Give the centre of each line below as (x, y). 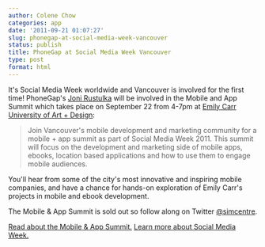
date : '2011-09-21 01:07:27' (56, 30)
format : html (30, 67)
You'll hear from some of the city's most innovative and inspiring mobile (125, 179)
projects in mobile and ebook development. (79, 196)
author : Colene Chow (42, 15)
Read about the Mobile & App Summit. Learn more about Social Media (122, 226)
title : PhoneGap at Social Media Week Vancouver (90, 52)
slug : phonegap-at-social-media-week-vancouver (88, 38)
